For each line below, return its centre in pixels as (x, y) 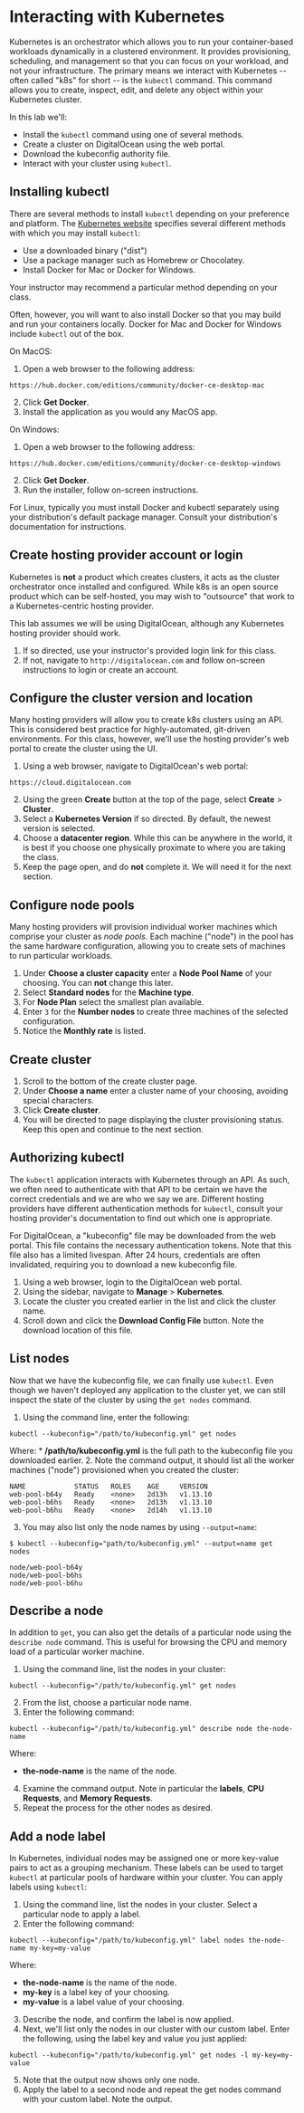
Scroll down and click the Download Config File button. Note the (143, 1320)
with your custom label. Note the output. (98, 2099)
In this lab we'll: (38, 117)
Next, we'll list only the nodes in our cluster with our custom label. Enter (156, 2029)
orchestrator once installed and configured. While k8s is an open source (144, 587)
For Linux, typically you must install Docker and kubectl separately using (144, 507)
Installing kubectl (59, 192)
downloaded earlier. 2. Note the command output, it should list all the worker (152, 1460)
